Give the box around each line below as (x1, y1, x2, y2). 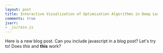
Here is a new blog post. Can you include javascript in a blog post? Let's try (5, 38, 156, 44)
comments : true (5, 16, 36, 21)
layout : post (5, 7, 32, 12)
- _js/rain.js (5, 25, 34, 30)
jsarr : (5, 20, 18, 26)
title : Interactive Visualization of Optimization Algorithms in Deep (5, 12, 151, 16)
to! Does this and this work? (5, 43, 62, 49)
